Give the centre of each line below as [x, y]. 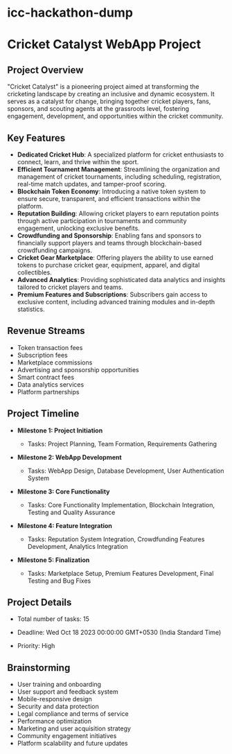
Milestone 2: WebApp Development [70, 457]
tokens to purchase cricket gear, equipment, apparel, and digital [108, 265]
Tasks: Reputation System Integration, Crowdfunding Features [116, 539]
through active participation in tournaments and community [102, 221]
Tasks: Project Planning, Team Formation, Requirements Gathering [122, 444]
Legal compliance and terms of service [73, 714]
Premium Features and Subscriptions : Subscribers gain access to [112, 295]
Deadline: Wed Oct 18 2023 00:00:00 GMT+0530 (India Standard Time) [119, 633]
